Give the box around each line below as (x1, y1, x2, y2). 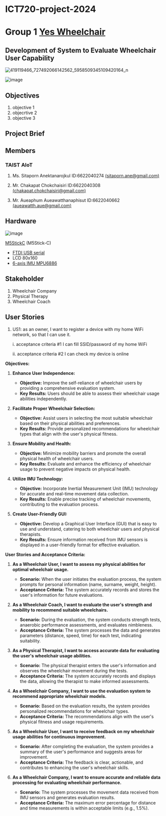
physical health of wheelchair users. (19, 455, 94, 462)
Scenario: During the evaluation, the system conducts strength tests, (19, 617, 162, 623)
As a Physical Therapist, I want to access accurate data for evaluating (12, 647, 160, 653)
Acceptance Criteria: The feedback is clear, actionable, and (19, 759, 143, 765)
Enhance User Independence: (12, 370, 76, 376)
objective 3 (12, 115, 36, 121)
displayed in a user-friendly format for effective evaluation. (19, 542, 141, 548)
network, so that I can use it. (12, 331, 71, 337)
